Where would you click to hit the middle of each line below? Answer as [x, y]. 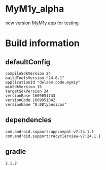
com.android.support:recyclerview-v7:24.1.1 [53, 136]
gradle [16, 152]
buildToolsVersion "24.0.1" [35, 78]
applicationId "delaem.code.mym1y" [43, 82]
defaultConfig [28, 62]
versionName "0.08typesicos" [36, 104]
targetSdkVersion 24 [27, 91]
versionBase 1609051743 [30, 96]
